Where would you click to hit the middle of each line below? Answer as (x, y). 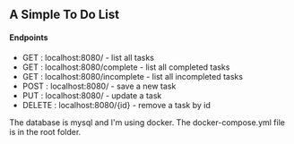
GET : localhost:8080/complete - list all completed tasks (126, 67)
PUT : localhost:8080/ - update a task (92, 95)
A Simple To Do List (64, 15)
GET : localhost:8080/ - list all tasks (88, 57)
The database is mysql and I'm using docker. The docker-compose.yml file (147, 122)
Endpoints (29, 37)
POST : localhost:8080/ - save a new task (99, 86)
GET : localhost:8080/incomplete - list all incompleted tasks (133, 76)
